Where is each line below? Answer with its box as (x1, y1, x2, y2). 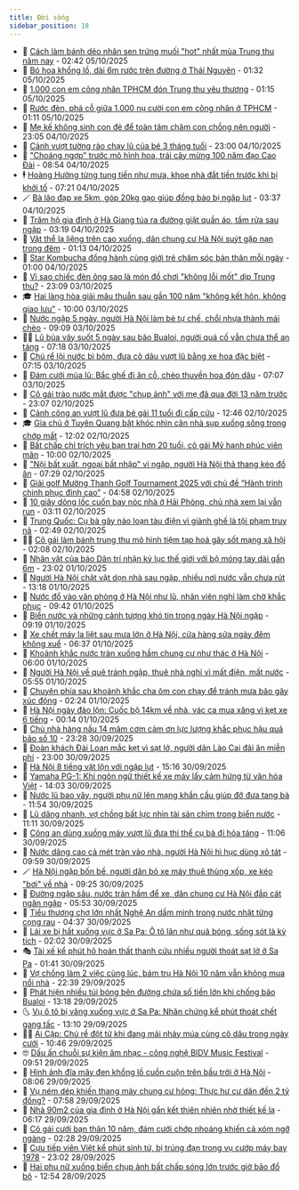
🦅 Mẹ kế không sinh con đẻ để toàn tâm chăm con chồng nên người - (21, 121, 277, 132)
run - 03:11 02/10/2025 (21, 506, 106, 516)
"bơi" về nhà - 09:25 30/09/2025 (21, 878, 144, 889)
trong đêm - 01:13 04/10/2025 (21, 242, 132, 254)
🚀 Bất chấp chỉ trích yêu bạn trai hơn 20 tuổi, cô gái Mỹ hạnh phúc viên (21, 440, 283, 450)
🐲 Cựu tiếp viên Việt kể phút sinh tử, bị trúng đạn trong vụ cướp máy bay (21, 1142, 287, 1153)
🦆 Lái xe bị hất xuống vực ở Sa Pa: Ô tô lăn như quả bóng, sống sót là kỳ (21, 926, 287, 936)
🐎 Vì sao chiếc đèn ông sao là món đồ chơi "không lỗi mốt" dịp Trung (21, 271, 276, 281)
